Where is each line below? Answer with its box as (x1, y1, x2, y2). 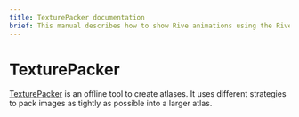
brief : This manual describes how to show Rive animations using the (9, 21, 273, 30)
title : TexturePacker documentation (9, 12, 145, 22)
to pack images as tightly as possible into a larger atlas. (9, 98, 213, 109)
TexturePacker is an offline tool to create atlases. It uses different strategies (9, 89, 287, 99)
